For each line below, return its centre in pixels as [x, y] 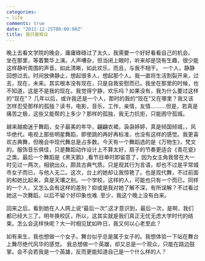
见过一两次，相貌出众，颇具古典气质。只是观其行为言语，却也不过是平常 [102, 165]
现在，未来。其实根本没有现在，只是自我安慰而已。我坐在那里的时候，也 [108, 84]
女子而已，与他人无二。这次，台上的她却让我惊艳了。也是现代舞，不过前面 [105, 173]
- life [15, 18]
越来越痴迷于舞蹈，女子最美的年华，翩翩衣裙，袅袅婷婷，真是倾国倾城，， [99, 127]
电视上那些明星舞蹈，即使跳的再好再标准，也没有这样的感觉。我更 [110, 134]
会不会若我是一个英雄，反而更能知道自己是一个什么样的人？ [92, 252]
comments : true [26, 23]
